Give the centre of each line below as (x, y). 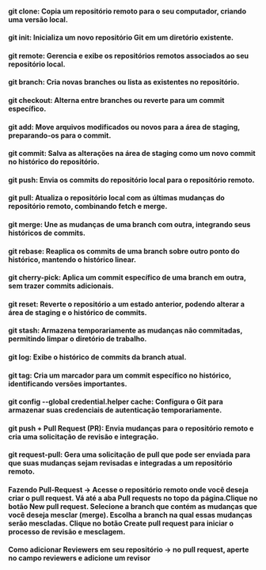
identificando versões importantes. (68, 383)
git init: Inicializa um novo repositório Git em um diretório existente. (121, 38)
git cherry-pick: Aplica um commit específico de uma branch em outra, (127, 278)
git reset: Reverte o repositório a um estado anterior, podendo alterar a (127, 304)
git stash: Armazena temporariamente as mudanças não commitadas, (125, 331)
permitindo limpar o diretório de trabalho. (78, 339)
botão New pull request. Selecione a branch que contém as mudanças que (133, 506)
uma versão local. (38, 19)
